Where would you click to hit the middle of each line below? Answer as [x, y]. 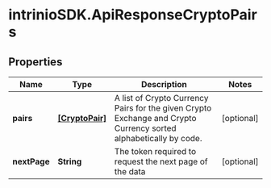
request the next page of [161, 161]
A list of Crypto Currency [161, 98]
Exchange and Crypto [155, 118]
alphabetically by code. [158, 138]
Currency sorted [145, 128]
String [70, 161]
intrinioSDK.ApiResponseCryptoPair [133, 15]
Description [164, 84]
